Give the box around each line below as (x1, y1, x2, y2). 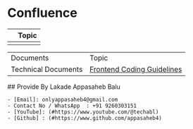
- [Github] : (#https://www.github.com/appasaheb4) (7, 114, 162, 121)
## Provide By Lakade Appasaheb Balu (7, 82, 121, 91)
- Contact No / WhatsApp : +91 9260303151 (7, 102, 137, 109)
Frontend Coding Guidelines (89, 64, 182, 74)
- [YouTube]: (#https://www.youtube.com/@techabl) (7, 108, 159, 116)
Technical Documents (11, 64, 83, 74)
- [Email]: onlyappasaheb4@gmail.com (7, 96, 118, 103)
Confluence (7, 5, 77, 21)
